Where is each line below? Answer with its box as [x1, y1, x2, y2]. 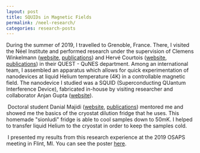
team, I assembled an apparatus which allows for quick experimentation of [6, 66, 189, 74]
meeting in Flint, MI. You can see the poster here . [6, 140, 127, 147]
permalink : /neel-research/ [6, 20, 76, 26]
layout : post [6, 8, 39, 15]
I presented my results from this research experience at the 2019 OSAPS [7, 134, 186, 141]
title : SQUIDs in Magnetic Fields [6, 14, 92, 20]
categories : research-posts [6, 25, 76, 31]
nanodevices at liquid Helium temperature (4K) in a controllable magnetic [6, 73, 186, 80]
